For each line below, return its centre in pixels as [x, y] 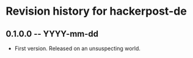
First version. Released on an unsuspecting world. [78, 48]
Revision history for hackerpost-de [96, 11]
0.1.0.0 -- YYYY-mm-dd [52, 34]
